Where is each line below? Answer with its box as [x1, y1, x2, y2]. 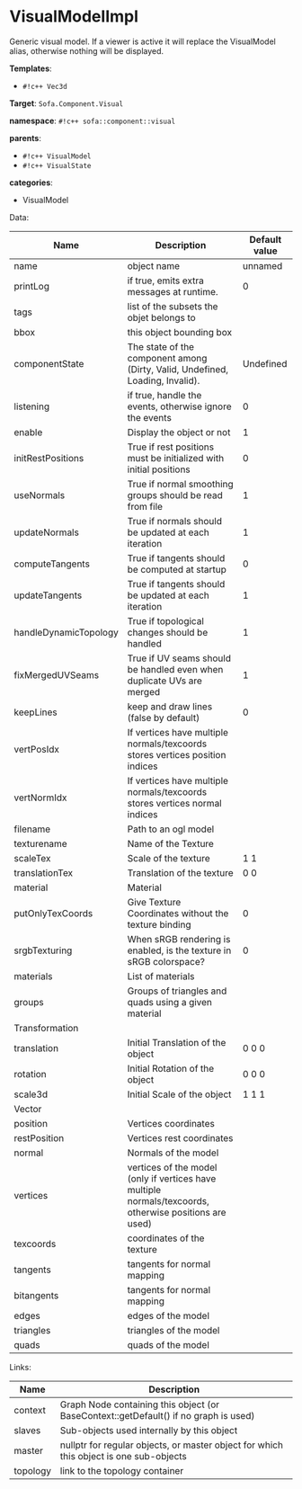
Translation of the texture [127, 866, 234, 878]
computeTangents [13, 557, 90, 570]
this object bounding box [127, 325, 232, 338]
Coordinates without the [127, 906, 229, 919]
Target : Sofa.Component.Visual [9, 97, 124, 109]
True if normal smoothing [127, 477, 234, 490]
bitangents [13, 1288, 59, 1301]
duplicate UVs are [127, 674, 202, 687]
